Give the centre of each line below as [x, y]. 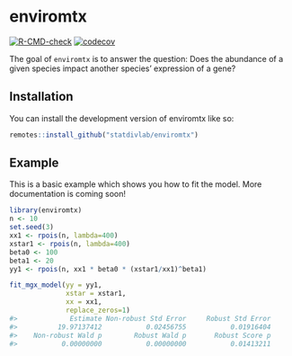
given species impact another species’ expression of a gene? [123, 68]
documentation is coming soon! [68, 194]
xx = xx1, [84, 302]
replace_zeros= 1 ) [98, 311]
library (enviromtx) [46, 210]
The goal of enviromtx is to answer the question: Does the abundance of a [146, 58]
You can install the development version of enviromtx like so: [122, 118]
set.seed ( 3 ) [31, 227]
